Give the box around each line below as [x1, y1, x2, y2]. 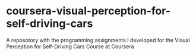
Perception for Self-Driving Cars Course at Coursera [6, 43, 135, 50]
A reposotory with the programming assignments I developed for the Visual [6, 36, 190, 43]
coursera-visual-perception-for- [6, 4, 171, 18]
